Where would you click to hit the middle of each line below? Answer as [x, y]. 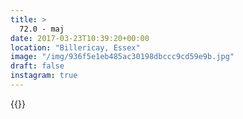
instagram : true [44, 76]
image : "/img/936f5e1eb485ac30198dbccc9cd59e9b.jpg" [122, 57]
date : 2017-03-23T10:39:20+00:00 [80, 38]
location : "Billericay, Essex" [75, 47]
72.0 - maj [42, 29]
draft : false [37, 66]
